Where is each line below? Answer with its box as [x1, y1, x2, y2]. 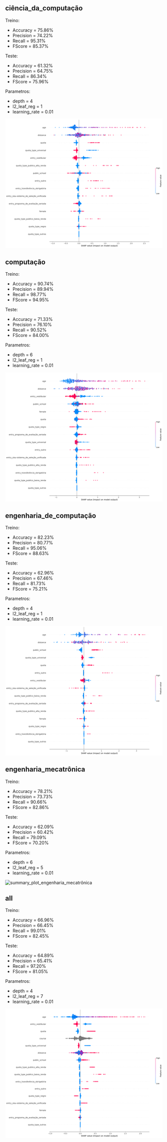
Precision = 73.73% [12, 793, 53, 800]
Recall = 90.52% [12, 327, 47, 333]
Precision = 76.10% [12, 321, 52, 328]
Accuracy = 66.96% [12, 917, 54, 923]
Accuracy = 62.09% [12, 824, 54, 830]
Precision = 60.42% [12, 829, 54, 835]
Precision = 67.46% [12, 575, 53, 582]
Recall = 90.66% [12, 798, 47, 805]
